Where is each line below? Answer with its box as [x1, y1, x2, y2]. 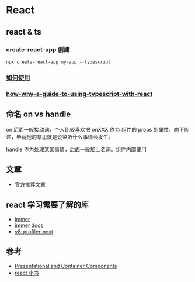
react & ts [6, 27, 42, 37]
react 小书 [14, 269, 39, 276]
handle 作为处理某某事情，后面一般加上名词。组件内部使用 [6, 146, 147, 153]
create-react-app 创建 [6, 45, 70, 53]
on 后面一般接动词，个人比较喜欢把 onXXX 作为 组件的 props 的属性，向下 [6, 126, 184, 133]
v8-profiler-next [14, 228, 54, 235]
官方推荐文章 [14, 181, 46, 188]
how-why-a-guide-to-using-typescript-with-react [6, 90, 153, 98]
